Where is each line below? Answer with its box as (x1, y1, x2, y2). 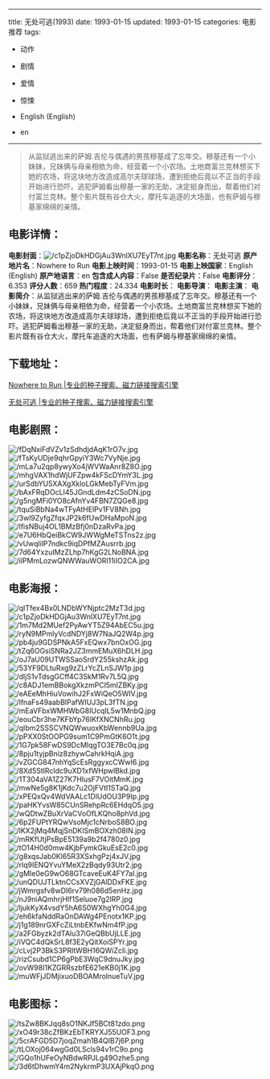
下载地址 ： (8, 357, 62, 371)
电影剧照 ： (8, 423, 62, 437)
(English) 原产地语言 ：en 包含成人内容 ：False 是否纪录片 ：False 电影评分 (8, 271, 251, 280)
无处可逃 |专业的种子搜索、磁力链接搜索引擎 (8, 396, 154, 407)
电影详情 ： (8, 227, 62, 242)
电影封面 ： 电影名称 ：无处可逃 (8, 251, 242, 260)
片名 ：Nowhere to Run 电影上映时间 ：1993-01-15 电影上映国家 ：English (14, 260, 253, 270)
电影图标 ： (8, 997, 62, 1011)
